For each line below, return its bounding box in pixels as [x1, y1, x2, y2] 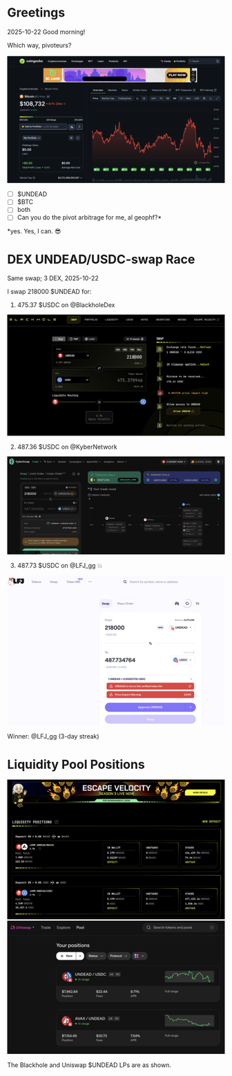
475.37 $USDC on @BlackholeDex [17, 301, 115, 309]
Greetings [7, 5, 66, 21]
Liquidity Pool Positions [7, 756, 145, 772]
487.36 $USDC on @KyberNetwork [17, 443, 117, 451]
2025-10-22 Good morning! [7, 28, 86, 36]
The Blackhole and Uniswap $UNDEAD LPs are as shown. [7, 1061, 171, 1069]
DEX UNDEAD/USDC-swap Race [7, 251, 195, 267]
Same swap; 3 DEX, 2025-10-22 [7, 274, 99, 282]
